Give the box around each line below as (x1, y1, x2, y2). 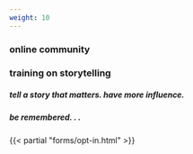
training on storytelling (9, 67, 111, 79)
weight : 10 (9, 13, 50, 23)
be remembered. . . (9, 112, 82, 122)
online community (9, 42, 91, 55)
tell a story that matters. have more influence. (9, 89, 185, 100)
